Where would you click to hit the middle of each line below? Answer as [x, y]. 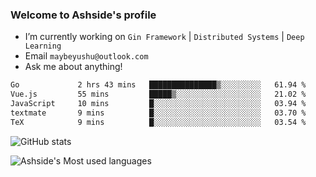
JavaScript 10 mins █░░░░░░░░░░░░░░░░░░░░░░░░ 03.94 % [158, 104]
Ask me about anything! [73, 67]
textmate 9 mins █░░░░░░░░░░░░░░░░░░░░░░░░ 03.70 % [158, 113]
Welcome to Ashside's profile [83, 15]
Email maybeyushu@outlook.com [86, 56]
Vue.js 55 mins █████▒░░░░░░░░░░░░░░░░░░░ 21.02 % [158, 94]
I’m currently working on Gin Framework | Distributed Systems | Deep [164, 37]
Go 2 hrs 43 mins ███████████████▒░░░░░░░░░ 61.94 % [158, 85]
